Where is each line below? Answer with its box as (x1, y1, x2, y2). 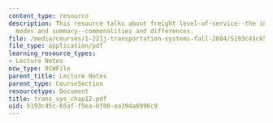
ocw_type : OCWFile (8, 65, 71, 73)
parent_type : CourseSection (8, 79, 104, 87)
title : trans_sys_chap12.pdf (8, 95, 107, 103)
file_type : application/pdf (8, 42, 104, 50)
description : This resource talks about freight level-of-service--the (8, 19, 256, 28)
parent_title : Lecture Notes (8, 72, 107, 80)
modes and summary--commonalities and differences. (15, 27, 195, 35)
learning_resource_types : (8, 49, 96, 57)
